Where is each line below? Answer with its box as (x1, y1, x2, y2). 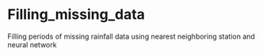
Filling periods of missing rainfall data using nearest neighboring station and (7, 32, 255, 41)
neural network (7, 39, 57, 49)
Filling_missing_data (7, 6, 146, 24)
